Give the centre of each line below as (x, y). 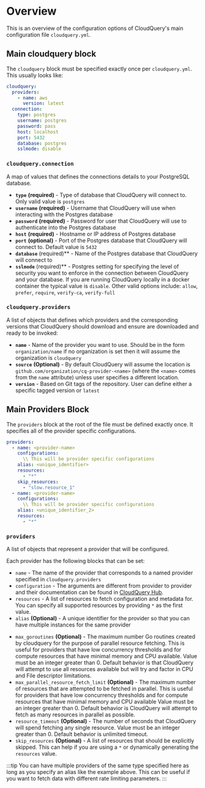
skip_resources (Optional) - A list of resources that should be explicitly (105, 741)
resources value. (36, 754)
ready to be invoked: (32, 333)
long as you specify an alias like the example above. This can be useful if (98, 772)
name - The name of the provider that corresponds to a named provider (104, 573)
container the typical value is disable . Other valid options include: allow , (106, 286)
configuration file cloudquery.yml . (49, 34)
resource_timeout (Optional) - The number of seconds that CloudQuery (106, 721)
